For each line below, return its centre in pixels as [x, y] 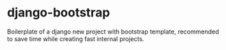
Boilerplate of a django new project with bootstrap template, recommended [113, 32]
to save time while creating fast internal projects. [76, 38]
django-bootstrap [59, 13]
